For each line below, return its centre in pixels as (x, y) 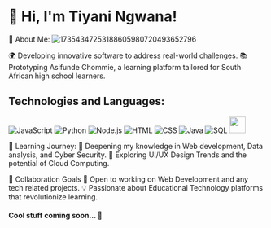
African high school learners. (57, 76)
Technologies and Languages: (87, 101)
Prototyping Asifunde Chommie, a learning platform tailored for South (125, 67)
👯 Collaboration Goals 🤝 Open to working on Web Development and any (129, 179)
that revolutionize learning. (53, 197)
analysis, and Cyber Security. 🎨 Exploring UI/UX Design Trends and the (127, 155)
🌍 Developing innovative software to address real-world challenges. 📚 (128, 55)
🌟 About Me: (29, 39)
